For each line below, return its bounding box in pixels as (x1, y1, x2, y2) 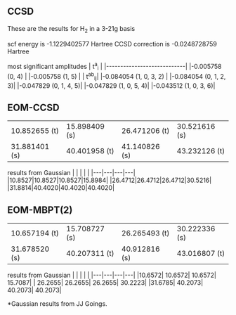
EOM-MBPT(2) (7, 204, 73, 216)
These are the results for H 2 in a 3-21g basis (7, 24, 136, 34)
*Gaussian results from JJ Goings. (7, 300, 107, 308)
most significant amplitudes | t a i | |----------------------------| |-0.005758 (7, 60, 222, 72)
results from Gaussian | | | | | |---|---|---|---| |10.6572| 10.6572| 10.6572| (7, 271, 216, 280)
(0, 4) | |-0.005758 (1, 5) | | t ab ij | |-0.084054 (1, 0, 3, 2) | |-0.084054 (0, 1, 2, (7, 71, 226, 82)
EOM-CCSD (7, 101, 60, 113)
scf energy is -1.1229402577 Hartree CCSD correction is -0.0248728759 (7, 39, 218, 48)
